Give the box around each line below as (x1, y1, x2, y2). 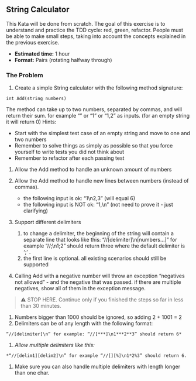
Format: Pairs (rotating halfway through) (14, 56, 112, 63)
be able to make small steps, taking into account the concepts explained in (6, 32, 186, 40)
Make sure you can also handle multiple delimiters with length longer (14, 363, 180, 370)
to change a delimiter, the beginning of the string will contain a (23, 230, 174, 237)
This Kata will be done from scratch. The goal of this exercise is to (6, 20, 166, 27)
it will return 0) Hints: (6, 118, 57, 125)
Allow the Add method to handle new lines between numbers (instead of (14, 177, 189, 184)
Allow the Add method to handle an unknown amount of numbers (14, 166, 172, 173)
